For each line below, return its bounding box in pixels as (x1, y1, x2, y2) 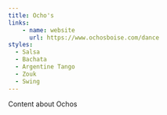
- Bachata (15, 56, 47, 64)
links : (8, 19, 30, 27)
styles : (8, 41, 34, 49)
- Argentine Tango (15, 63, 76, 71)
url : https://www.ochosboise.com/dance (28, 33, 159, 42)
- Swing (15, 77, 41, 85)
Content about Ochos (8, 99, 78, 109)
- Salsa (15, 48, 41, 56)
